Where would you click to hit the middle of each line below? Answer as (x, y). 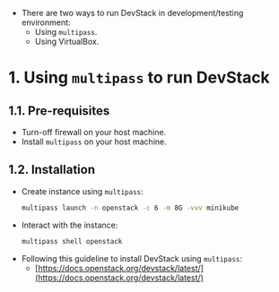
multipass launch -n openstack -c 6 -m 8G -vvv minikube (130, 208)
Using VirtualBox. (67, 41)
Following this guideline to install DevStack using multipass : (132, 258)
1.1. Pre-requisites (59, 111)
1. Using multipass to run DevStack (139, 77)
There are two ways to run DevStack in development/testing (132, 13)
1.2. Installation (52, 170)
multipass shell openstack (72, 241)
